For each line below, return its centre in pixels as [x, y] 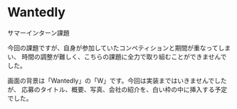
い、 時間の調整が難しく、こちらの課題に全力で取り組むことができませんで [117, 57]
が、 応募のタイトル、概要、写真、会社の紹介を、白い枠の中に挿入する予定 [117, 89]
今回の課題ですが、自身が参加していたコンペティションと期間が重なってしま [119, 47]
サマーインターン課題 [38, 33]
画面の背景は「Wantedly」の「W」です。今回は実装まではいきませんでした [117, 80]
